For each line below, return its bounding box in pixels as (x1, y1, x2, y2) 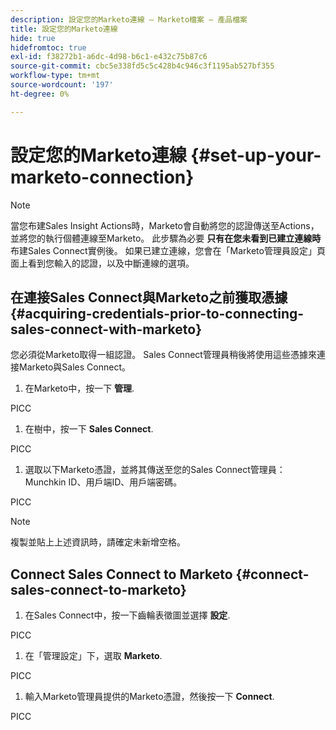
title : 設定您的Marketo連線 (10, 24, 118, 34)
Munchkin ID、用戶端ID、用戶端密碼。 (24, 476, 183, 488)
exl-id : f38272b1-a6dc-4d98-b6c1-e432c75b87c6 (10, 52, 208, 62)
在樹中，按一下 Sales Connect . (24, 423, 154, 435)
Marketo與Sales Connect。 (18, 361, 131, 373)
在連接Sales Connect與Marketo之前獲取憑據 (10, 289, 288, 306)
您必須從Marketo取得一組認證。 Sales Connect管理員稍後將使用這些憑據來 (10, 349, 317, 361)
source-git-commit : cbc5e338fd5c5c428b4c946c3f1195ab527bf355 (10, 61, 275, 71)
